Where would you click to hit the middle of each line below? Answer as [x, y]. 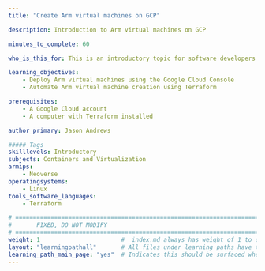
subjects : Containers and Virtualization [77, 160]
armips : [21, 167]
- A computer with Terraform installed [88, 116]
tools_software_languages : [52, 196]
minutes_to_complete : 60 [49, 44]
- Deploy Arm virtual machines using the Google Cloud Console [129, 80]
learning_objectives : [44, 73]
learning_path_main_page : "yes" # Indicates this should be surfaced [127, 254]
